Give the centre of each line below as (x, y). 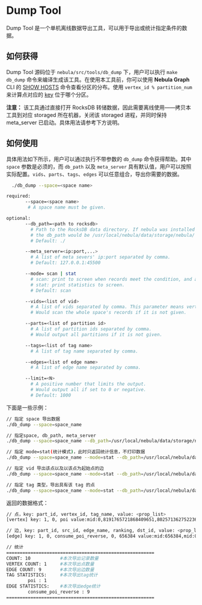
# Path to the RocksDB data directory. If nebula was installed (113, 230)
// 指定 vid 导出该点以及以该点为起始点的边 (55, 469)
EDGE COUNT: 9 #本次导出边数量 (50, 569)
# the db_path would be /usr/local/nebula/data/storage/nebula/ (113, 235)
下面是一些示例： (27, 407)
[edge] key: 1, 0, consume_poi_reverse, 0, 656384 (71, 536)
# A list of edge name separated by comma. (86, 368)
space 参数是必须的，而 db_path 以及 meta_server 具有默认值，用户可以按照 (99, 166)
